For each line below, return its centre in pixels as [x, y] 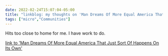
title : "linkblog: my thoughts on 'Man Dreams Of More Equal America [79, 14]
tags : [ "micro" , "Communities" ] [38, 19]
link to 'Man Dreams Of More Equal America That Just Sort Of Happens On [82, 43]
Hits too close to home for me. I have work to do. [55, 33]
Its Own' [14, 48]
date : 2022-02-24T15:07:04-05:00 [40, 10]
